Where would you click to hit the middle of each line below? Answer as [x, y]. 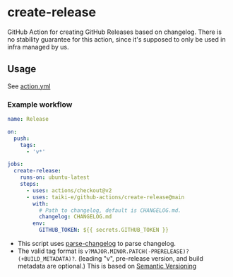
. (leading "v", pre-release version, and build [139, 259]
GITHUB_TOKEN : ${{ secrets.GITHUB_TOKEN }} [104, 230]
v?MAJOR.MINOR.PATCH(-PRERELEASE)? [137, 252]
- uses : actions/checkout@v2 [69, 190]
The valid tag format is [50, 251]
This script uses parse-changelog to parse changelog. [97, 244]
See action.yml [29, 86]
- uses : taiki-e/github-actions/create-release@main [105, 197]
